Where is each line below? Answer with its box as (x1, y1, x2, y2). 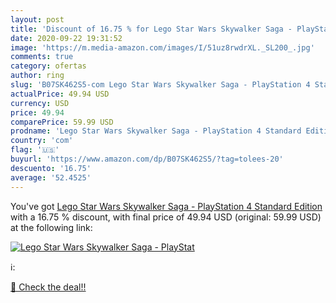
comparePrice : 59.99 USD (10, 117, 114, 127)
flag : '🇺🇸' (10, 145, 60, 155)
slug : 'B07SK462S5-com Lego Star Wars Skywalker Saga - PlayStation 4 (10, 80, 311, 90)
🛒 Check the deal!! (10, 281, 87, 293)
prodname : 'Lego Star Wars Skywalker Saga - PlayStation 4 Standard (10, 126, 302, 136)
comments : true (10, 52, 74, 62)
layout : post (10, 14, 65, 25)
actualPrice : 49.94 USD (10, 89, 110, 99)
